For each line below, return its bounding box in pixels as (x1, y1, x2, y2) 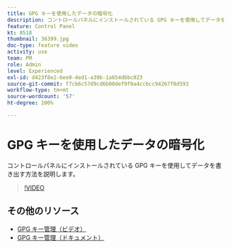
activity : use (7, 49, 48, 56)
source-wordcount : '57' (7, 93, 76, 100)
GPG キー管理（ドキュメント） (16, 233, 104, 241)
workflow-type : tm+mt (7, 87, 69, 93)
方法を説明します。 (25, 170, 79, 178)
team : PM (7, 55, 32, 62)
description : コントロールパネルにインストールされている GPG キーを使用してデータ (7, 16, 221, 23)
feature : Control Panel (7, 23, 76, 30)
